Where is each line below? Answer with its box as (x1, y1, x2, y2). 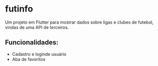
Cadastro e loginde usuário (12, 51, 67, 57)
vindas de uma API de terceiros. (5, 24, 69, 30)
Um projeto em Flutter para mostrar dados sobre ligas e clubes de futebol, (5, 19, 154, 25)
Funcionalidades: (5, 39, 59, 47)
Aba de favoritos (12, 56, 46, 62)
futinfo (5, 3, 33, 14)
